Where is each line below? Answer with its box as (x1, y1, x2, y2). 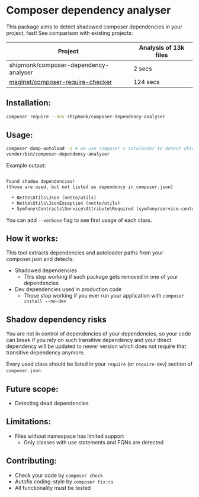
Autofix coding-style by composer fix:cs (14, 477, 114, 485)
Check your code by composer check (14, 472, 103, 479)
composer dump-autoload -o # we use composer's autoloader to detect (6, 146, 182, 151)
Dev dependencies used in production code (14, 286, 122, 293)
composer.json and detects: (6, 256, 74, 263)
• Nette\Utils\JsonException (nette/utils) (11, 200, 120, 206)
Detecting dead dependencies (14, 400, 89, 406)
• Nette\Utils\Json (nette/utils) (11, 195, 97, 201)
